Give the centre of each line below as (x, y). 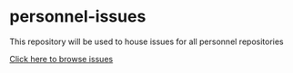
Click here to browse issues (61, 59)
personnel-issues (78, 17)
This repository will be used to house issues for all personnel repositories (146, 41)
